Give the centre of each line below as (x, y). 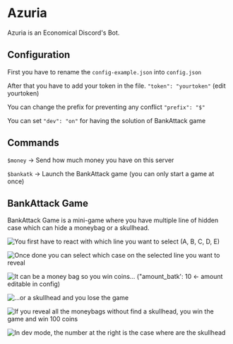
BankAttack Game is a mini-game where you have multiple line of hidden (113, 220)
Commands (34, 143)
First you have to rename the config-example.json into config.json (104, 71)
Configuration (39, 55)
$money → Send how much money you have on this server (91, 160)
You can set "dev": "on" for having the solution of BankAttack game (107, 120)
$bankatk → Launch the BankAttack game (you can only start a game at (111, 173)
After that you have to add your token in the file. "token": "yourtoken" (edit (116, 86)
